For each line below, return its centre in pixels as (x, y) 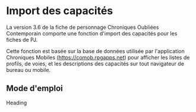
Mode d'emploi (35, 89)
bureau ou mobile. (29, 70)
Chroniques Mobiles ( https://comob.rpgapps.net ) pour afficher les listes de (98, 57)
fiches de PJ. (22, 39)
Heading (17, 103)
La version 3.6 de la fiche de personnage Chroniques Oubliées (83, 27)
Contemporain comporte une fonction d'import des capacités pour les (92, 33)
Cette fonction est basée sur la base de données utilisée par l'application (96, 51)
